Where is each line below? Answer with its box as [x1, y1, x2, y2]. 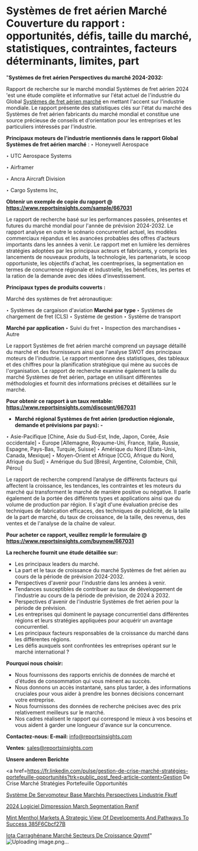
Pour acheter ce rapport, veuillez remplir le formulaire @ [6, 531, 147, 538]
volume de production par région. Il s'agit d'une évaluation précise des [6, 501, 178, 508]
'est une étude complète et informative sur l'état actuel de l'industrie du [6, 92, 180, 99]
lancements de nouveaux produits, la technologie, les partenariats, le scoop [6, 253, 191, 261]
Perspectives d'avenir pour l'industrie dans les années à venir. [14, 579, 167, 586]
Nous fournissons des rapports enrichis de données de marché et [14, 671, 176, 678]
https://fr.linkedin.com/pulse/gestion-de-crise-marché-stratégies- [27, 767, 189, 774]
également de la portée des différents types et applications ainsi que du [6, 495, 181, 502]
